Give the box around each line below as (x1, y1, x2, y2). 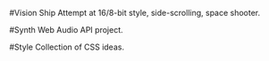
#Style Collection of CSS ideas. (9, 42, 125, 52)
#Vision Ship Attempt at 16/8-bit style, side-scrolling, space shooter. (9, 8, 261, 18)
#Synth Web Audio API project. (9, 25, 123, 34)
